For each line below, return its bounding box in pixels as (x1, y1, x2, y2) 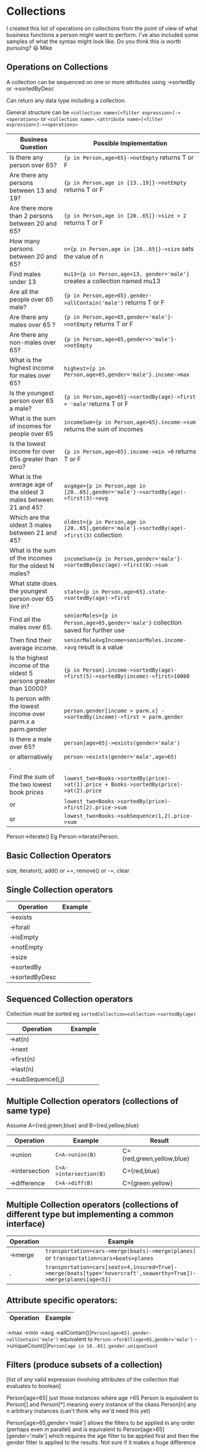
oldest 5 (9, 669, 33, 677)
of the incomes (9, 554, 53, 562)
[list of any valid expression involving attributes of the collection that (6, 1376, 179, 1383)
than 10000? (9, 684, 47, 693)
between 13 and (9, 186, 57, 195)
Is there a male (9, 735, 52, 743)
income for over (9, 447, 55, 456)
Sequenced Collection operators (6, 993, 133, 1004)
